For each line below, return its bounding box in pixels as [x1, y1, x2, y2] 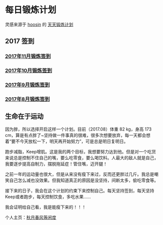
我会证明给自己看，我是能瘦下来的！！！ [5, 204, 86, 210]
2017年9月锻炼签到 [5, 81, 50, 88]
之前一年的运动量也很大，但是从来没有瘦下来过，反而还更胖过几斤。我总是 [5, 171, 154, 177]
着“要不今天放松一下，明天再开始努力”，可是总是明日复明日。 [5, 138, 128, 144]
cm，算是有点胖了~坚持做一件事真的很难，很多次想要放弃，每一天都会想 [5, 132, 151, 138]
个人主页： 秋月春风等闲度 [5, 214, 56, 220]
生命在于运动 [5, 112, 44, 121]
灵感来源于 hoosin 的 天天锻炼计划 [5, 21, 73, 27]
